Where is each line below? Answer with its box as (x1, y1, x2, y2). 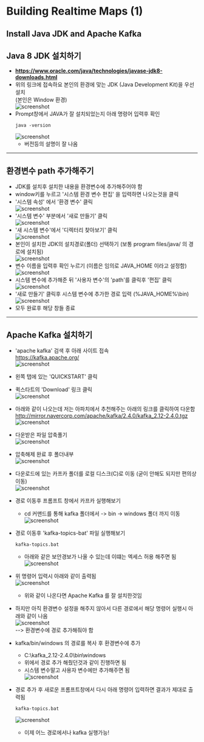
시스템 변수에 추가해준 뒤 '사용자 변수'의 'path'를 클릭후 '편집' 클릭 (15, 276, 172, 284)
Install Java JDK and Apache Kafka (6, 29, 141, 39)
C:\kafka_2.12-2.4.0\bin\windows (24, 652, 106, 659)
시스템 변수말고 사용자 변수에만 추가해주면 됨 (24, 666, 130, 674)
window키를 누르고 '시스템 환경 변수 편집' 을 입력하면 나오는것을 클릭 (15, 191, 179, 198)
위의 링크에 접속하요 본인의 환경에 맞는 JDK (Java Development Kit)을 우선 (15, 81, 194, 88)
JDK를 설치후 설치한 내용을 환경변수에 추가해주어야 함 (15, 183, 143, 190)
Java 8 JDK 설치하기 (6, 51, 82, 61)
